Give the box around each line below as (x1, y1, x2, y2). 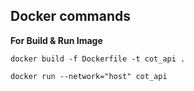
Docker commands (10, 8, 131, 25)
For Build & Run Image (10, 34, 103, 46)
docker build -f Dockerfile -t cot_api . (10, 54, 186, 64)
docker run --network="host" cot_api (10, 71, 168, 81)
